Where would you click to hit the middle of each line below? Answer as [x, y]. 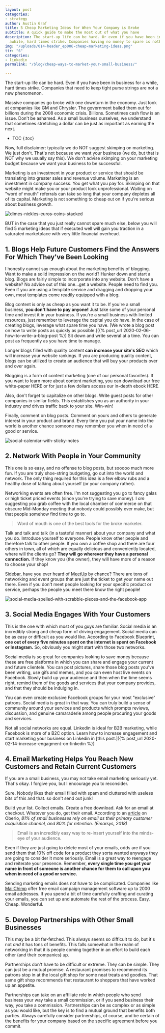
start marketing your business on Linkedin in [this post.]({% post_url [74, 738]
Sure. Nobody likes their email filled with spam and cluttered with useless [79, 793]
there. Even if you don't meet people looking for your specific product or [78, 584]
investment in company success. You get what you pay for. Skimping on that [82, 183]
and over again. [21, 366]
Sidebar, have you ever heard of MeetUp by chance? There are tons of [77, 574]
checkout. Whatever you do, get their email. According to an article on [76, 813]
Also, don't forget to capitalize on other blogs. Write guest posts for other [79, 395]
